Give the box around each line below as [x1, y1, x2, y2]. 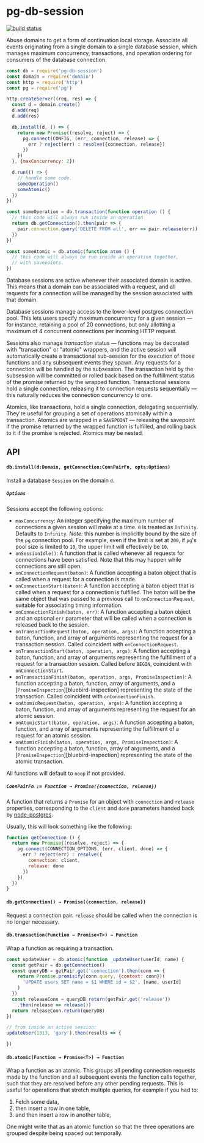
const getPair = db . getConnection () [12, 962, 105, 968]
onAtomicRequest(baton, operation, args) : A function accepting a [15, 699, 183, 706]
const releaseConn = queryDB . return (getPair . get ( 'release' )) [12, 996, 171, 1002]
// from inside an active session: [6, 1024, 97, 1030]
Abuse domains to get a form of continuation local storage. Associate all [6, 36, 188, 43]
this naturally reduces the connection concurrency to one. [6, 391, 153, 399]
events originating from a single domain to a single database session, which [6, 43, 197, 50]
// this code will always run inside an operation [12, 214, 144, 221]
